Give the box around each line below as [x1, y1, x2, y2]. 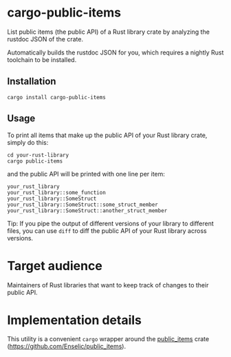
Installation [7, 76, 56, 88]
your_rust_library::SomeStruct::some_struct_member [7, 201, 158, 208]
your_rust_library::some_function [7, 189, 107, 196]
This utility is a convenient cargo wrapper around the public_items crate [7, 335, 210, 343]
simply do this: [7, 138, 49, 146]
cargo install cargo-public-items [7, 94, 107, 101]
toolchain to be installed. [7, 55, 77, 63]
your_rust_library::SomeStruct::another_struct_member [7, 207, 168, 214]
